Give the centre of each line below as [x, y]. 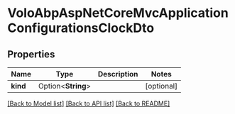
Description [118, 74]
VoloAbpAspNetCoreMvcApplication [118, 13]
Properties [31, 54]
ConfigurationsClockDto [81, 28]
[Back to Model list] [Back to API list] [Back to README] [89, 103]
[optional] [162, 86]
